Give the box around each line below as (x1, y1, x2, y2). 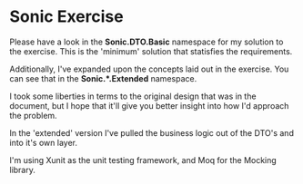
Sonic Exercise (9, 6, 125, 27)
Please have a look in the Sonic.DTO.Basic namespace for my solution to (9, 36, 284, 47)
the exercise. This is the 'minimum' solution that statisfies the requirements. (9, 45, 293, 56)
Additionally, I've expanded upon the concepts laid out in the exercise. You (9, 63, 289, 74)
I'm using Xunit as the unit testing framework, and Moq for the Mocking (9, 154, 278, 165)
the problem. (9, 110, 57, 121)
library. (9, 164, 36, 175)
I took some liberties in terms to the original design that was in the (9, 91, 257, 102)
